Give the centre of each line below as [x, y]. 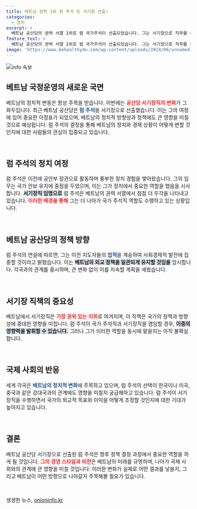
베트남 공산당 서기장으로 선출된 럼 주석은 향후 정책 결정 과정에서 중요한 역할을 [94, 454]
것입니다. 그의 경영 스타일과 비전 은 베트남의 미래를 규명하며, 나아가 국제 [99, 462]
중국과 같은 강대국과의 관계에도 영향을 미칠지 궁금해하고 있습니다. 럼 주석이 [91, 392]
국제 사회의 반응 [33, 370]
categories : [21, 17]
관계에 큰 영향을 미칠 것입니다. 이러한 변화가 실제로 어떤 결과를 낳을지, [101, 469]
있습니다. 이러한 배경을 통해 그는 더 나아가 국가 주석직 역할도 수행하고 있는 [90, 201]
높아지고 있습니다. [27, 407]
